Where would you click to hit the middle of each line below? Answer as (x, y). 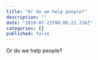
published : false (28, 34)
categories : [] (25, 28)
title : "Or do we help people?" (47, 12)
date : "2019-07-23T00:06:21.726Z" (50, 23)
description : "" (26, 17)
